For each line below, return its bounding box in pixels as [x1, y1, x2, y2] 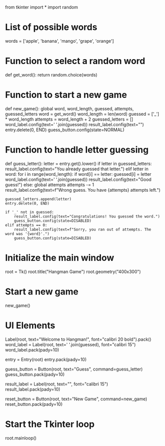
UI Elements [5, 320, 55, 331]
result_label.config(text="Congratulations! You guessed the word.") [14, 214, 161, 219]
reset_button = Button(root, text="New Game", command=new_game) [5, 396, 147, 402]
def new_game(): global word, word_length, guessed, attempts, [5, 105, 134, 111]
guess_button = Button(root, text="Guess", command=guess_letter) [5, 366, 143, 372]
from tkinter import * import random [5, 4, 78, 10]
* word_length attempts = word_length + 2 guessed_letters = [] [5, 116, 133, 122]
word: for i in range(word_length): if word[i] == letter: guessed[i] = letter [5, 171, 152, 177]
